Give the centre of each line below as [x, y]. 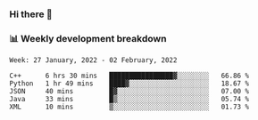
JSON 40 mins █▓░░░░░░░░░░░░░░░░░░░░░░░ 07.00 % [129, 92]
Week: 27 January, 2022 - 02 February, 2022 [93, 60]
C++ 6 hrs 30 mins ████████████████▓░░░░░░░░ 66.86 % [129, 76]
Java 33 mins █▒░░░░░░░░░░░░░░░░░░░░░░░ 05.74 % [129, 100]
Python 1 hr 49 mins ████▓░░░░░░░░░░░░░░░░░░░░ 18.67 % [129, 84]
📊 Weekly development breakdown [88, 38]
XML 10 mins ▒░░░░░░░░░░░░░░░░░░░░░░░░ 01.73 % [129, 107]
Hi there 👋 [31, 14]
